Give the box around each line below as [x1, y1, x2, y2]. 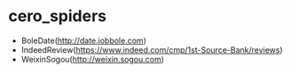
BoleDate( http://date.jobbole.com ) [20, 35, 147, 46]
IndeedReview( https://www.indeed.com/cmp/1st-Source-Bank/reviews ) [20, 44, 283, 55]
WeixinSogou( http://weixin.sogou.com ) [20, 54, 165, 64]
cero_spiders [8, 6, 107, 26]
